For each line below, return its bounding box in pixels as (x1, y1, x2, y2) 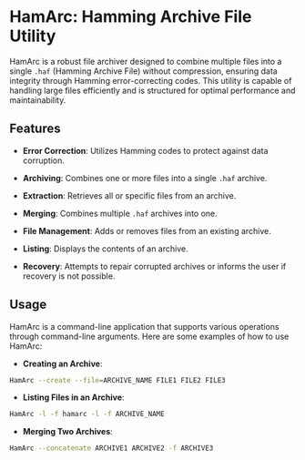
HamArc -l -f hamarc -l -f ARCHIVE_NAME (9, 410, 166, 419)
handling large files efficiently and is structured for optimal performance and (9, 85, 296, 96)
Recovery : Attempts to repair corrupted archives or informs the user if (22, 261, 287, 271)
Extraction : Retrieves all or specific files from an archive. (22, 189, 237, 201)
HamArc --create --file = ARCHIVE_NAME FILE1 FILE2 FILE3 (9, 375, 226, 384)
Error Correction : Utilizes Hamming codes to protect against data (22, 145, 269, 156)
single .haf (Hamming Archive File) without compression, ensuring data (9, 66, 278, 77)
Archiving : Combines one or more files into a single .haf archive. (22, 172, 268, 183)
